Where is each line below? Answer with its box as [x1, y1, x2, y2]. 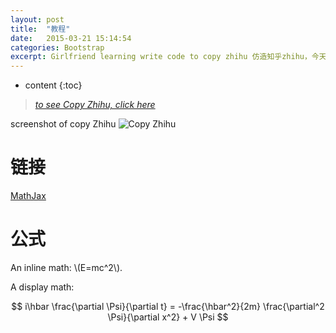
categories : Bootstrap [10, 42, 105, 53]
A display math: [10, 281, 75, 293]
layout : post [10, 14, 65, 25]
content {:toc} [24, 79, 83, 91]
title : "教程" [10, 24, 71, 34]
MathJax [10, 190, 47, 202]
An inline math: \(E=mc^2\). [10, 262, 123, 273]
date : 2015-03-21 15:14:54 [10, 33, 132, 43]
